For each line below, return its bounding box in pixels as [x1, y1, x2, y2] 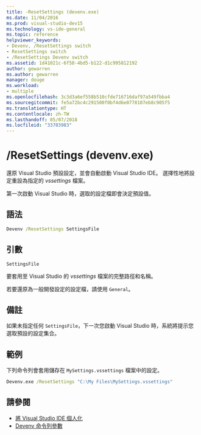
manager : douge [6, 77, 45, 83]
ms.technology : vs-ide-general [6, 26, 86, 32]
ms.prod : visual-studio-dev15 [6, 20, 83, 26]
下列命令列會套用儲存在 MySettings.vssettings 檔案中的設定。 [6, 367, 163, 374]
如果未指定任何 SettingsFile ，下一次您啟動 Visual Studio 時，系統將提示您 [6, 322, 194, 330]
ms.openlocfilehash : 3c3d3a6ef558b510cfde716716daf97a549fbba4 [6, 94, 171, 100]
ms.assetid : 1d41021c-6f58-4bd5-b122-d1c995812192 [6, 60, 138, 66]
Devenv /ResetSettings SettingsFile [6, 226, 99, 232]
